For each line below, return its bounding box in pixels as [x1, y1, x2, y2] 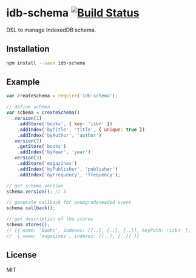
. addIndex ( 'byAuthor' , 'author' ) [17, 132, 102, 138]
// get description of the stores [6, 216, 94, 222]
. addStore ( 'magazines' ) [17, 161, 78, 167]
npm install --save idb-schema [6, 60, 86, 66]
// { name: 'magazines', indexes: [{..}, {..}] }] [6, 233, 140, 239]
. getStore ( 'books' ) [17, 144, 67, 150]
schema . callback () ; [6, 205, 56, 211]
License [6, 250, 37, 260]
